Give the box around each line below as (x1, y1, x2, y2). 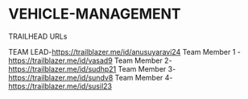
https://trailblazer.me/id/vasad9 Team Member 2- (8, 56, 172, 65)
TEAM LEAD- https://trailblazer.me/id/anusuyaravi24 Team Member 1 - (8, 47, 242, 56)
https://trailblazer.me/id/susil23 (8, 81, 113, 91)
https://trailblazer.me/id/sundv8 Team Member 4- (8, 72, 173, 82)
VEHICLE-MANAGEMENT (8, 5, 181, 23)
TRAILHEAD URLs (8, 31, 68, 41)
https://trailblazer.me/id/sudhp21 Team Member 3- (8, 64, 176, 73)
